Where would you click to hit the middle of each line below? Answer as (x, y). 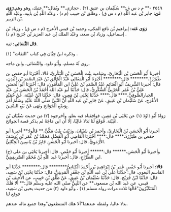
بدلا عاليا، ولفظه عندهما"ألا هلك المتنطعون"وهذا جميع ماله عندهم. (67, 204)
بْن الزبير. (14, 19)
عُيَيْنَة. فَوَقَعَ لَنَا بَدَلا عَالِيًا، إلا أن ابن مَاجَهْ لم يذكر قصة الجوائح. (62, 121)
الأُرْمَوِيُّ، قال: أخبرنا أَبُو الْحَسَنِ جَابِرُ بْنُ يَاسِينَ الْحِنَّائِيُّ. (56, 142)
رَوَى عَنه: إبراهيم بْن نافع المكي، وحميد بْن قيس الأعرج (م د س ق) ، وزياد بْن (76, 28)
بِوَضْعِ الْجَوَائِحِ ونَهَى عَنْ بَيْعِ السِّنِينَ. (37, 106)
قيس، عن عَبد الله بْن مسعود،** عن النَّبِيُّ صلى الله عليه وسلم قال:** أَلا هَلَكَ (77, 183)
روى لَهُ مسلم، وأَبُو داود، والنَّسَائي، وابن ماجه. (48, 63)
